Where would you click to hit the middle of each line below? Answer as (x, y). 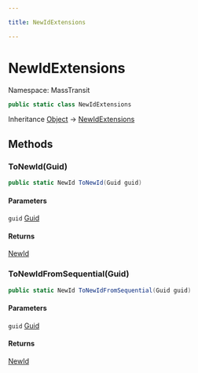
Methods (31, 144)
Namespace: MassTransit (49, 90)
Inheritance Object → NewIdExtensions (71, 120)
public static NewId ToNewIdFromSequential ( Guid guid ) (100, 290)
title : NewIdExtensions (47, 22)
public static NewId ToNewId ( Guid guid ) (75, 183)
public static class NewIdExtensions (70, 104)
